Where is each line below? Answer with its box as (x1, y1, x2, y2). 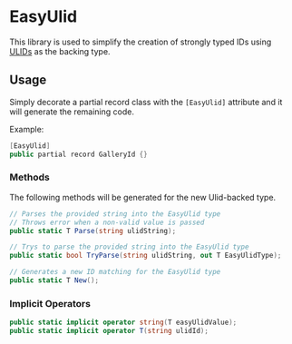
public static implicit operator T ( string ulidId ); (9, 327, 209, 336)
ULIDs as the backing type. (9, 45, 111, 56)
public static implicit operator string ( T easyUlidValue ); (9, 318, 238, 328)
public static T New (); (9, 276, 100, 285)
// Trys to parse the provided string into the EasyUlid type (9, 242, 249, 251)
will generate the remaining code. (9, 106, 134, 117)
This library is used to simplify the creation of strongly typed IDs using (9, 36, 272, 47)
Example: (9, 123, 44, 134)
